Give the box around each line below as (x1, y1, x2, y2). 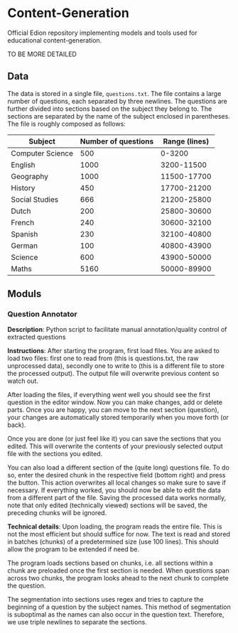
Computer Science (11, 148, 73, 158)
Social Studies (11, 194, 59, 204)
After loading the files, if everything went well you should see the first (7, 391, 211, 399)
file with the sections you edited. (7, 450, 103, 458)
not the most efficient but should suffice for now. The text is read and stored (7, 530, 231, 539)
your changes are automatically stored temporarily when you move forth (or (7, 413, 229, 422)
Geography (11, 171, 48, 181)
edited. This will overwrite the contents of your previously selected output (7, 442, 224, 450)
